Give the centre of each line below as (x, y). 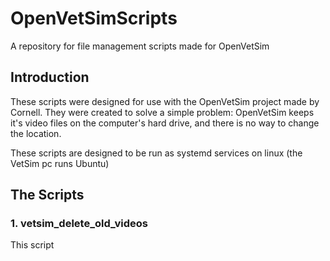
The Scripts (47, 195)
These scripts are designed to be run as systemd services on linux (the (156, 153)
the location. (36, 133)
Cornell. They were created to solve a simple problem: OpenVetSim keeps (162, 112)
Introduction (50, 77)
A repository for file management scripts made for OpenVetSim (140, 46)
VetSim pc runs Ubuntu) (60, 163)
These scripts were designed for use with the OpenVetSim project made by (165, 101)
